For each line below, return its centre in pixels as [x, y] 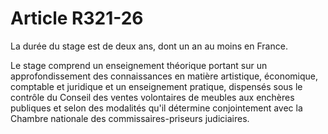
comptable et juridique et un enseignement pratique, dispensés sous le [156, 86]
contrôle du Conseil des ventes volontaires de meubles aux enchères [152, 97]
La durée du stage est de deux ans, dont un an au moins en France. [149, 46]
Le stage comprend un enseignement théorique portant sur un [139, 65]
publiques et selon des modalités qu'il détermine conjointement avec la [156, 108]
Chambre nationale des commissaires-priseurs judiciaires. [130, 118]
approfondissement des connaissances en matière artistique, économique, [164, 76]
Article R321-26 [77, 18]
